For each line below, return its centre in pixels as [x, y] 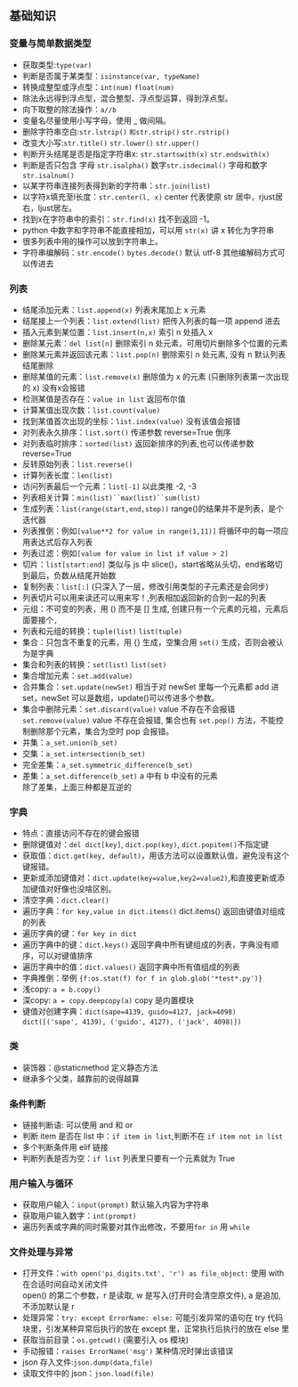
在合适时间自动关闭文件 [65, 1285]
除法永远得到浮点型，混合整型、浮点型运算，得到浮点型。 [127, 98]
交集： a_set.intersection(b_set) [84, 753]
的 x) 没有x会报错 [54, 388]
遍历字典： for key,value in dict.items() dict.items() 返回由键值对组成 [153, 911]
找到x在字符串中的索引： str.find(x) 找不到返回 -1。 [118, 219]
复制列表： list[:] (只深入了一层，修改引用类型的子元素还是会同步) [145, 586]
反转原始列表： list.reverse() [77, 464]
